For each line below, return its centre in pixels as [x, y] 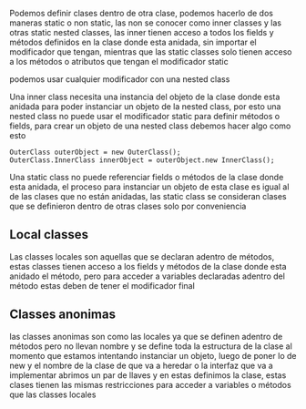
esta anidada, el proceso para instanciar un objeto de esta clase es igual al [149, 187]
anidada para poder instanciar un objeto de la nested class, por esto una [145, 107]
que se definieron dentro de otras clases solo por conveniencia [128, 206]
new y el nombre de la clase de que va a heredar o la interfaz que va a [141, 365]
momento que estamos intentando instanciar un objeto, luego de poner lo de [153, 355]
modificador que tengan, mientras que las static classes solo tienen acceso [151, 52]
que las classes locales [53, 394]
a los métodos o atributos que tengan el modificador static [119, 61]
